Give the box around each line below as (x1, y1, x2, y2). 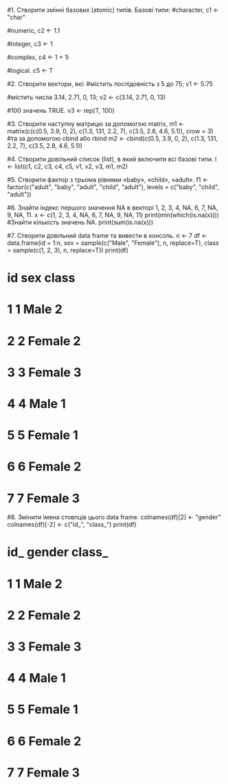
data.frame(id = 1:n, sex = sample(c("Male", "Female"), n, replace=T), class (7, 239, 219, 247)
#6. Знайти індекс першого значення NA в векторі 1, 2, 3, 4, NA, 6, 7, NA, (7, 204, 218, 212)
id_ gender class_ (7, 545, 109, 560)
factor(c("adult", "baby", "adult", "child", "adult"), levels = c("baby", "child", (7, 183, 220, 191)
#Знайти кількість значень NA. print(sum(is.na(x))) (7, 218, 153, 226)
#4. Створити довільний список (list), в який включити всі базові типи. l (7, 155, 217, 163)
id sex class (7, 270, 76, 286)
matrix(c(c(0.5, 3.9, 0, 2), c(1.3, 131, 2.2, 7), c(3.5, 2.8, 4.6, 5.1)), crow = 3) (7, 127, 214, 135)
